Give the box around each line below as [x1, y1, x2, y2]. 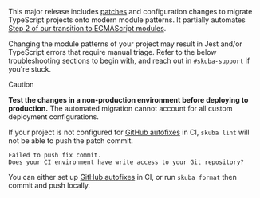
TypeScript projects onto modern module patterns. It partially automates [8, 15, 246, 25]
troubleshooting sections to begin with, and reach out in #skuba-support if [8, 56, 250, 65]
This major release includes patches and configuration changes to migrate [8, 7, 253, 16]
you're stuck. [8, 64, 52, 74]
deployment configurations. [8, 112, 100, 122]
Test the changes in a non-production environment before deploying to [8, 95, 249, 104]
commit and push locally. [8, 181, 90, 190]
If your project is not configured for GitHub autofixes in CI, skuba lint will [8, 127, 250, 137]
